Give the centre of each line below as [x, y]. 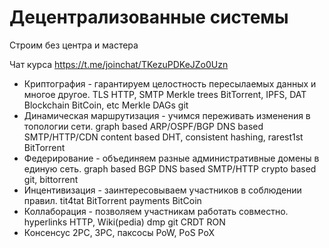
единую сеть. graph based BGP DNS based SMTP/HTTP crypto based [170, 168]
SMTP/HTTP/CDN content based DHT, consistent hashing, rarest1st [163, 137]
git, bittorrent [51, 179]
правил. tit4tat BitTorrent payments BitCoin [112, 200]
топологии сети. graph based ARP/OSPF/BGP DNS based [143, 126]
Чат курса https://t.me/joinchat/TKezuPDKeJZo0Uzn [119, 64]
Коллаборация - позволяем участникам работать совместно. [156, 211]
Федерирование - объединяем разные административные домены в [171, 158]
